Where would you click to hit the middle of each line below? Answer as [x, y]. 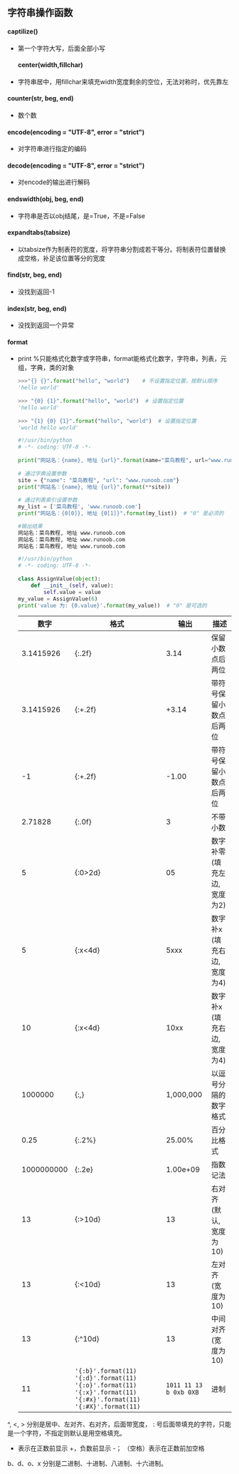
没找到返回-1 [36, 292]
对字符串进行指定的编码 [52, 149]
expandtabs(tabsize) [39, 232]
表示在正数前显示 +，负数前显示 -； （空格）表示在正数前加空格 [111, 1448]
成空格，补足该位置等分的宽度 [61, 258]
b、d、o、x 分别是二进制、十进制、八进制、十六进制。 [87, 1463]
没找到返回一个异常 [46, 325]
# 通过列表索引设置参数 [48, 500]
